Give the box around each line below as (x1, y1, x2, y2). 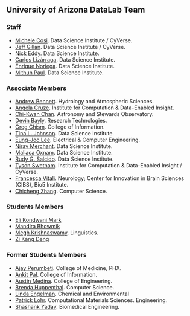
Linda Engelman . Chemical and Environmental (14, 290, 130, 297)
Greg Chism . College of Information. (14, 123, 105, 131)
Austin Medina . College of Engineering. (14, 277, 113, 285)
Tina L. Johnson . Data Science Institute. (14, 129, 115, 137)
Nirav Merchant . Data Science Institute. (14, 142, 113, 150)
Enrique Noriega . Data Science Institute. (14, 62, 115, 69)
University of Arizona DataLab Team (6, 5, 145, 15)
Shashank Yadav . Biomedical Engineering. (14, 303, 119, 310)
